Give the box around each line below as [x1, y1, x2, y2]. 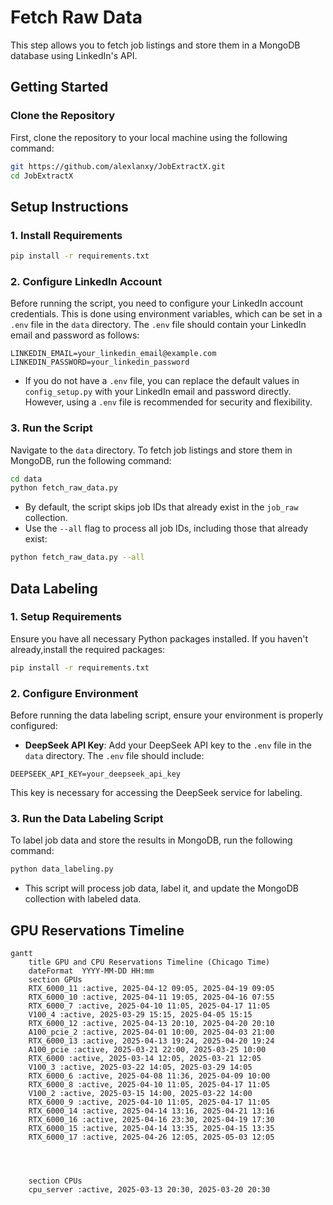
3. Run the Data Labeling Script [10, 811, 164, 825]
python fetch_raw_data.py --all [10, 552, 145, 563]
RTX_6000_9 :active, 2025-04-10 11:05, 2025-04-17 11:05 [28, 1097, 271, 1107]
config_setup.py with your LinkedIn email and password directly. [24, 386, 292, 398]
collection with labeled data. [24, 893, 142, 905]
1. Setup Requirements [10, 610, 122, 624]
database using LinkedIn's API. [10, 49, 138, 61]
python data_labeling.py [10, 864, 114, 875]
